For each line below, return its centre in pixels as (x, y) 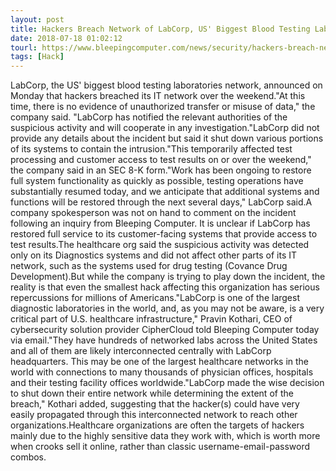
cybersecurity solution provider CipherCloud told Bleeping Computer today (165, 330)
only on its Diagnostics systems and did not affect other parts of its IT (154, 255)
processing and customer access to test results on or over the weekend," (161, 160)
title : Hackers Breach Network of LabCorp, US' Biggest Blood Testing (160, 29)
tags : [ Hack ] (37, 57)
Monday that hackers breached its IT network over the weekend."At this (158, 96)
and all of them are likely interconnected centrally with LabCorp (141, 351)
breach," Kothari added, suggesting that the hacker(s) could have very (155, 404)
